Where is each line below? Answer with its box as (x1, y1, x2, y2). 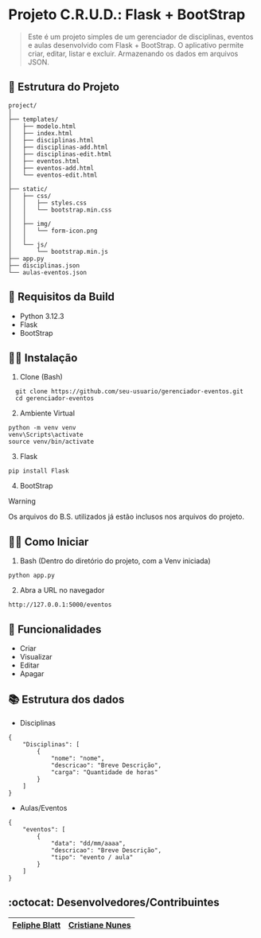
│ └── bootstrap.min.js (8, 247, 109, 255)
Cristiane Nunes (68, 919, 131, 930)
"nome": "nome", (50, 754, 105, 762)
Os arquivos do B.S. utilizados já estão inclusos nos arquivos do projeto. (8, 512, 245, 522)
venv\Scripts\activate (8, 431, 84, 439)
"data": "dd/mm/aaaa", (50, 839, 127, 847)
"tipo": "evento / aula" (50, 853, 134, 861)
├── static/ (8, 185, 48, 193)
